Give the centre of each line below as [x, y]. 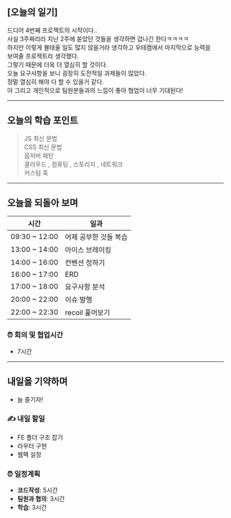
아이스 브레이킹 [88, 250]
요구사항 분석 [85, 287]
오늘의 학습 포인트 [43, 121]
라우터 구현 [32, 446]
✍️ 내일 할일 [26, 419]
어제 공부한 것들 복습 [96, 237]
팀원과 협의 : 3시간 [41, 499]
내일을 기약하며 [37, 382]
